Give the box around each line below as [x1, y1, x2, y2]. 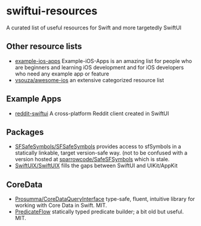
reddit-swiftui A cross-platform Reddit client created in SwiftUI [14, 110, 169, 117]
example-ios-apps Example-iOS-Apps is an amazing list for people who [14, 57, 192, 64]
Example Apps [6, 94, 62, 104]
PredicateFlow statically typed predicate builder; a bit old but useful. [14, 208, 184, 215]
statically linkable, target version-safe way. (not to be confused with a [14, 149, 188, 156]
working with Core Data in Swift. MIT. [14, 202, 107, 209]
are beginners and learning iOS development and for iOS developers [14, 64, 184, 71]
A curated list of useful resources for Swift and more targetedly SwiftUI [6, 24, 182, 31]
